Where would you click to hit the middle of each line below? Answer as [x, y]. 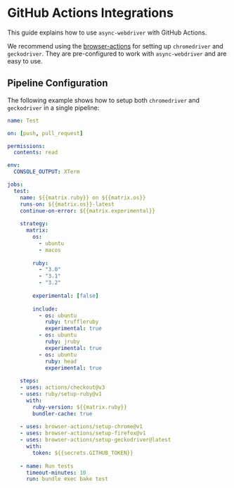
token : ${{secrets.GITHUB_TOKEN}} [83, 453]
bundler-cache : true [63, 413]
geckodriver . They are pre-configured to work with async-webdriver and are [117, 54]
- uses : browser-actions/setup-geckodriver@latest [96, 440]
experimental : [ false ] [66, 296]
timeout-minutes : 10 [56, 473]
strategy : [34, 224]
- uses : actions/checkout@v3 [63, 388]
